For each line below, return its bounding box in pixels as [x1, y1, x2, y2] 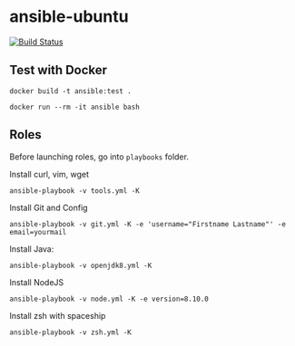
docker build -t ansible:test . [9, 86, 132, 96]
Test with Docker [9, 62, 107, 78]
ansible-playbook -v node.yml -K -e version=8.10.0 [9, 294, 209, 303]
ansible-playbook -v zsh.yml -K [9, 328, 132, 337]
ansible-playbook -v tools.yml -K [9, 186, 141, 196]
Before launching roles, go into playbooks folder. [9, 151, 189, 162]
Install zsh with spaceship [9, 310, 106, 321]
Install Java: [9, 243, 54, 255]
